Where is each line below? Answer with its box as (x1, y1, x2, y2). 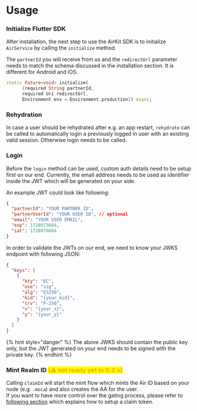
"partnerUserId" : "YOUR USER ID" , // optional (11, 211, 128, 217)
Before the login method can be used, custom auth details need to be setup (6, 165, 192, 172)
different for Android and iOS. (6, 69, 78, 76)
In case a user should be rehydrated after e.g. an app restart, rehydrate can (6, 124, 190, 131)
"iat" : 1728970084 (11, 227, 57, 234)
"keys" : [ (11, 267, 35, 273)
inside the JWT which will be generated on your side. (6, 177, 136, 184)
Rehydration (6, 110, 43, 118)
